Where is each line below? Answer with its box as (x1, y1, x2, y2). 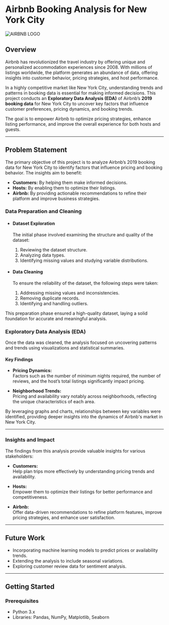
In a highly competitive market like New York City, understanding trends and (5, 84, 163, 91)
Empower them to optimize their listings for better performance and (12, 489, 152, 495)
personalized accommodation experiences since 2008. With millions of (5, 64, 152, 70)
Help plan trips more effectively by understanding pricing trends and (12, 468, 154, 474)
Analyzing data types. (20, 252, 65, 258)
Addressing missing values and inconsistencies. (20, 290, 120, 296)
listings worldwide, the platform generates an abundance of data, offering (5, 69, 158, 75)
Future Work (5, 534, 45, 543)
